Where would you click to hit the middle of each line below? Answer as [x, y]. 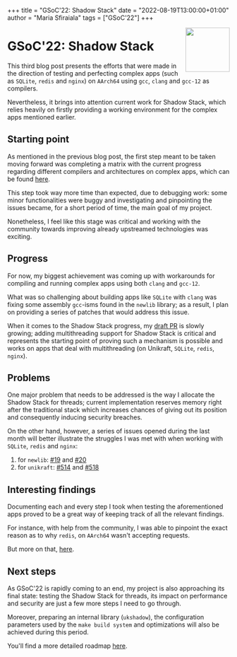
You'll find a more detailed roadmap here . [67, 646]
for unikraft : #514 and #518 [58, 467]
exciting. [20, 236]
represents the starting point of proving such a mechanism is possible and [115, 341]
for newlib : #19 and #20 [52, 460]
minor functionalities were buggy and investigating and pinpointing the [110, 200]
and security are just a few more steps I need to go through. [95, 603]
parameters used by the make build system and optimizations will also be [114, 624]
